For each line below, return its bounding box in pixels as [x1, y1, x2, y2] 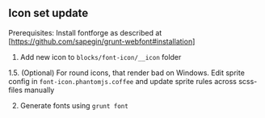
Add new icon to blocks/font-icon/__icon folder [19, 52, 182, 61]
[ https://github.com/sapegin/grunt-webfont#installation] [8, 36, 196, 46]
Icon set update [8, 6, 89, 20]
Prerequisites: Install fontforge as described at [8, 27, 162, 37]
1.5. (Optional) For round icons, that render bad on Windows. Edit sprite [8, 68, 245, 78]
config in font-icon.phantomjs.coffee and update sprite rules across [8, 76, 237, 86]
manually [23, 85, 55, 95]
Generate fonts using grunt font [19, 100, 129, 110]
